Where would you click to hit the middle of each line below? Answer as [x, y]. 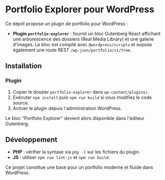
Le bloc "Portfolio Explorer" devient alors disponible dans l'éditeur [75, 118]
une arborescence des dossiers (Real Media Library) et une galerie [83, 39]
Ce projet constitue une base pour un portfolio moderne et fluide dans [79, 167]
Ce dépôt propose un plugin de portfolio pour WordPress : [67, 24]
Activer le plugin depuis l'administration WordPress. [67, 108]
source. [21, 103]
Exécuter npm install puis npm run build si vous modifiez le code [82, 97]
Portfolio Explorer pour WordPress [80, 9]
